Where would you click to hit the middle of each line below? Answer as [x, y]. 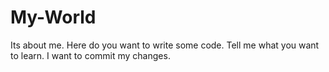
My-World [53, 17]
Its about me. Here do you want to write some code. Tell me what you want [165, 45]
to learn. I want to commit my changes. [90, 55]
